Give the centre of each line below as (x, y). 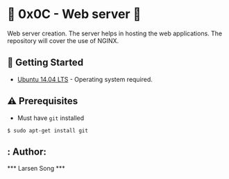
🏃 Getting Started (45, 63)
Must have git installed (51, 118)
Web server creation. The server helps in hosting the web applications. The (115, 33)
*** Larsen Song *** (36, 169)
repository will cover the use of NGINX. (63, 40)
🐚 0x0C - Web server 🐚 (74, 14)
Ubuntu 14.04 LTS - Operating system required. (85, 79)
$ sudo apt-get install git (48, 130)
